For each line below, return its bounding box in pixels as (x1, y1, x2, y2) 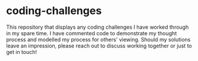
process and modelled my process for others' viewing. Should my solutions (6, 36, 191, 43)
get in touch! (6, 48, 37, 55)
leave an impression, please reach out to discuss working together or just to (6, 42, 192, 49)
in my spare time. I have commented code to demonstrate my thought (6, 29, 177, 36)
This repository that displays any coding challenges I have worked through (6, 23, 189, 30)
